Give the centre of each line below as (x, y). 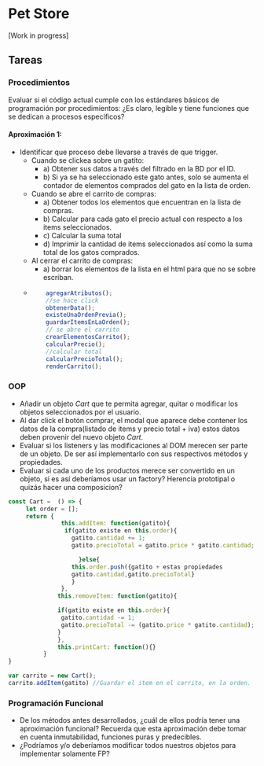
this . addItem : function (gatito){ (115, 524)
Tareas (26, 60)
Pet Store (39, 14)
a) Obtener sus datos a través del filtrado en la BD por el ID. (139, 168)
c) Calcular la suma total (82, 235)
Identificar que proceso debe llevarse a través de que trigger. (119, 152)
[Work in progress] (38, 35)
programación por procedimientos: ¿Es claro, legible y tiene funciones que (129, 108)
